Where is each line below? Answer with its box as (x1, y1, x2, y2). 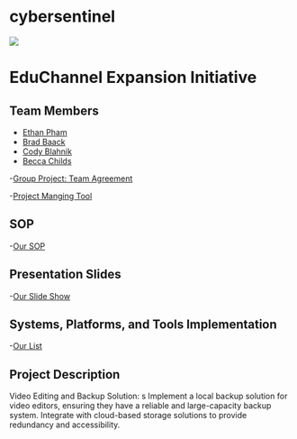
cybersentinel (9, 6, 115, 27)
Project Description (9, 367, 121, 382)
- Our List (9, 341, 42, 352)
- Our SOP (9, 241, 46, 252)
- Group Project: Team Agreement (9, 173, 133, 184)
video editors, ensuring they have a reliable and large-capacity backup (9, 400, 272, 411)
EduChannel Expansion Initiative (9, 68, 257, 87)
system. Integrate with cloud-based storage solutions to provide (9, 410, 247, 421)
